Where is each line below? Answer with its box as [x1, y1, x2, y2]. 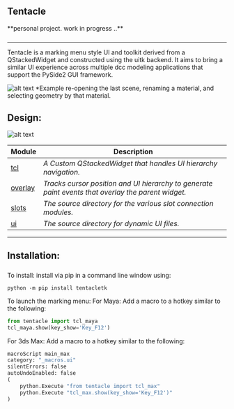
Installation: [7, 250, 61, 262]
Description [114, 147, 153, 156]
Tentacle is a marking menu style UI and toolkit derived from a [7, 48, 186, 57]
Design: [7, 112, 42, 124]
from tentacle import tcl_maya [7, 318, 98, 325]
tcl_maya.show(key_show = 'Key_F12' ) [7, 324, 111, 331]
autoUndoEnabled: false [7, 370, 77, 377]
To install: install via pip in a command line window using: [7, 271, 171, 279]
